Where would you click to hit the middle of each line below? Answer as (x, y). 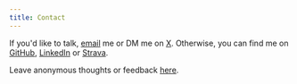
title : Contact (37, 17)
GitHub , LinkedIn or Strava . (59, 52)
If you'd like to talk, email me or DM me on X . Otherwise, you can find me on (149, 43)
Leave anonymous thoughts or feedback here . (94, 70)
